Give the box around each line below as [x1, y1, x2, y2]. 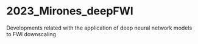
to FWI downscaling [6, 30, 56, 37]
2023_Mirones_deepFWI [6, 4, 134, 18]
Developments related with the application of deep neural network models [6, 24, 193, 31]
